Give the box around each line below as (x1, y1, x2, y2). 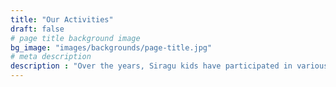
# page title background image (10, 33, 141, 43)
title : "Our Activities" (10, 14, 114, 25)
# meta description (10, 52, 92, 62)
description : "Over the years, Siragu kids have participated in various (10, 61, 329, 71)
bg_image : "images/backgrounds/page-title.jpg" (10, 42, 213, 53)
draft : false (10, 24, 65, 34)
